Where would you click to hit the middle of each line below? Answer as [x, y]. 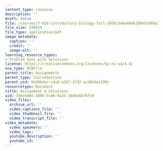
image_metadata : [21, 37]
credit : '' [20, 46]
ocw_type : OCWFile [24, 69]
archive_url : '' [26, 105]
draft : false [18, 19]
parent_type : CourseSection [33, 77]
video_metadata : [21, 123]
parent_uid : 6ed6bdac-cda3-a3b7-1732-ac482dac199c [57, 82]
